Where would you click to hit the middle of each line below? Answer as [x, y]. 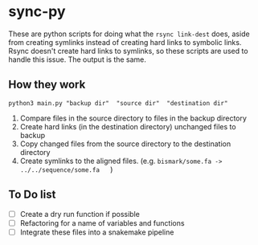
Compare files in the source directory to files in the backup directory [133, 118]
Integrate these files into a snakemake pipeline [97, 232]
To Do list [32, 195]
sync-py [37, 12]
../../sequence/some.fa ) [66, 169]
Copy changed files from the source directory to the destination [125, 144]
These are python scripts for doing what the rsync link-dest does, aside [129, 34]
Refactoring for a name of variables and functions [102, 223]
